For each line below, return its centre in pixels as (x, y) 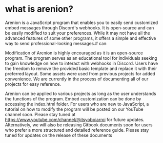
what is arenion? (39, 9)
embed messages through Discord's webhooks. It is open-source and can (80, 27)
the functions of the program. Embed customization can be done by (73, 98)
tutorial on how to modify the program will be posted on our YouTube (74, 109)
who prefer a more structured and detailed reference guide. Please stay (77, 130)
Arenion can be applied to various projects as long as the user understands (81, 94)
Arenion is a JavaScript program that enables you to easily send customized (81, 23)
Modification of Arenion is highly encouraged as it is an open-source (74, 53)
